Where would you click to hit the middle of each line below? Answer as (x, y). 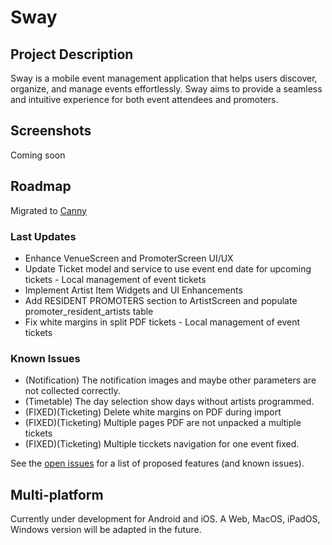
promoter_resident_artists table (89, 311)
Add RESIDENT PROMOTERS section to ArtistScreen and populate (161, 300)
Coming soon (38, 155)
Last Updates (43, 236)
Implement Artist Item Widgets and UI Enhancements (133, 290)
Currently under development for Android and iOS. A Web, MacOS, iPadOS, (165, 519)
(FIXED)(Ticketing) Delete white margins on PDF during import (153, 412)
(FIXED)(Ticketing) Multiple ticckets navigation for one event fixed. (162, 444)
